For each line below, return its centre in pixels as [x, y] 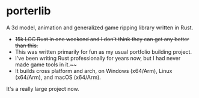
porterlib [29, 11]
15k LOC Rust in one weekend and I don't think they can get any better [102, 39]
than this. [26, 45]
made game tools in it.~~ [46, 65]
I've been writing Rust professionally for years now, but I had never [98, 58]
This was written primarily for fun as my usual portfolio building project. [103, 51]
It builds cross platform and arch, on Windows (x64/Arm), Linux [93, 71]
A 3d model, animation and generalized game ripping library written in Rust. [100, 27]
